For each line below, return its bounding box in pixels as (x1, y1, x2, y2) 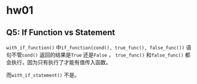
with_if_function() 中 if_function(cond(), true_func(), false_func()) (6, 44, 185, 51)
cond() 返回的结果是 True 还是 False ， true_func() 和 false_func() (22, 51, 184, 58)
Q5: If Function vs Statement (6, 27, 116, 38)
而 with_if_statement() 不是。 (6, 71, 80, 78)
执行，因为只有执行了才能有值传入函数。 (11, 59, 111, 66)
